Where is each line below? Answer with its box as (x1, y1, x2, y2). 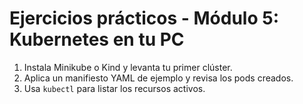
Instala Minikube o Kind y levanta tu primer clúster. (23, 61, 233, 73)
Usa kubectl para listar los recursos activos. (23, 82, 206, 94)
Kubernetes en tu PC (9, 28, 185, 51)
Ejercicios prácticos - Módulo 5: (9, 7, 280, 30)
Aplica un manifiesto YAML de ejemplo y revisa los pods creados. (23, 72, 294, 84)
